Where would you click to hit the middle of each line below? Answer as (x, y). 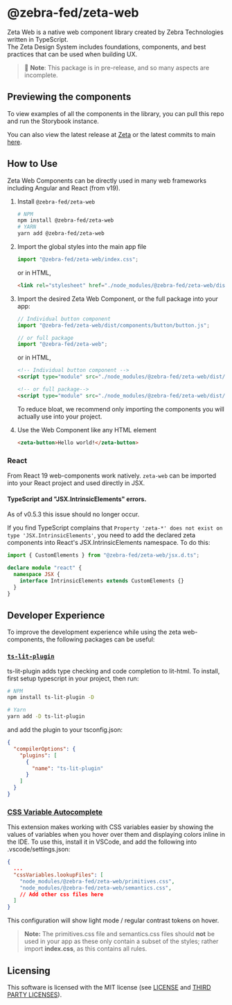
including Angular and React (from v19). (64, 188)
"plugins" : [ (38, 755)
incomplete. (41, 75)
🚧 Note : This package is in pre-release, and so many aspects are (117, 67)
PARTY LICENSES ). (35, 995)
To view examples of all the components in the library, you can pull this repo (116, 113)
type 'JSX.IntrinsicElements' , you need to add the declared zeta (101, 535)
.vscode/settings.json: (39, 849)
